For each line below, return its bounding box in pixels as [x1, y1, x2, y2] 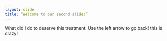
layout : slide [5, 7, 35, 12]
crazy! [5, 30, 18, 36]
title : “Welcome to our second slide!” [5, 12, 88, 17]
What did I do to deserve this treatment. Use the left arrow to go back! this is [5, 25, 162, 31]
